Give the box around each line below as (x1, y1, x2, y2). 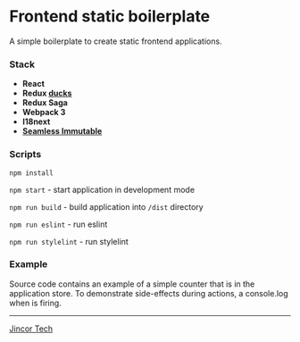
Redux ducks (21, 88, 72, 99)
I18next (21, 116, 51, 127)
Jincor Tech (9, 323, 54, 334)
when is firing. (9, 297, 62, 308)
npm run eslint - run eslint (9, 219, 108, 229)
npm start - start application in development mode (9, 184, 195, 195)
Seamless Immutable (21, 126, 103, 137)
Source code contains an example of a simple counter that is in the (9, 279, 255, 289)
